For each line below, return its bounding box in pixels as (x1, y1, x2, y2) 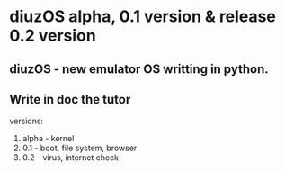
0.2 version (9, 25, 96, 46)
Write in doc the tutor (9, 92, 131, 107)
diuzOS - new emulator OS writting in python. (9, 61, 270, 77)
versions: (9, 115, 43, 127)
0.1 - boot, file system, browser (22, 142, 138, 154)
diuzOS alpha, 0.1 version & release (9, 6, 277, 27)
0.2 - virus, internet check (22, 152, 120, 163)
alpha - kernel (22, 133, 75, 144)
